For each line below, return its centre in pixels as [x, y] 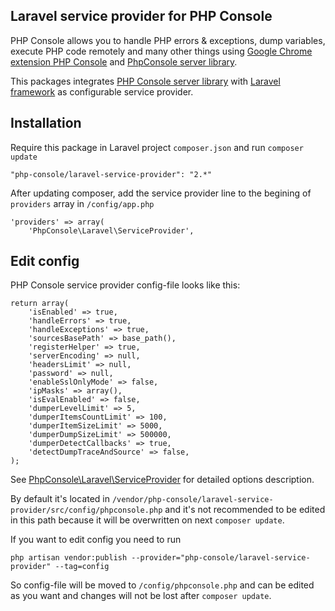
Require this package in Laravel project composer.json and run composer [157, 147]
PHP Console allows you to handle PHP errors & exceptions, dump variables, [168, 40]
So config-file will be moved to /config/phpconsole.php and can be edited [162, 585]
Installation [46, 123]
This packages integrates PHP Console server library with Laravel [145, 81]
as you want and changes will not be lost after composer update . [141, 596]
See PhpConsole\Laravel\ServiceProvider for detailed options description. [162, 480]
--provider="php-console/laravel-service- [221, 558]
